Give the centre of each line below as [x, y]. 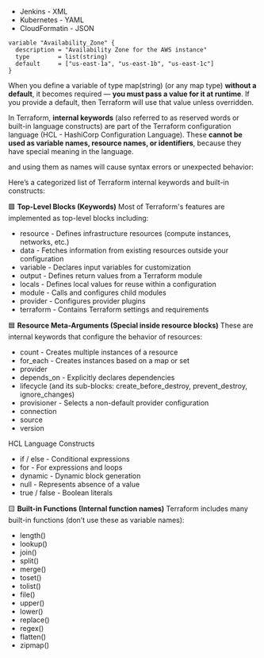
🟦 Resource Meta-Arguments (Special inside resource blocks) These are [131, 325]
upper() [32, 603]
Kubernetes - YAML [52, 20]
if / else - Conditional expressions [75, 459]
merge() [33, 569]
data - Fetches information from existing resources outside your [124, 250]
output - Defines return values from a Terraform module [111, 276]
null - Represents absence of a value [80, 484]
